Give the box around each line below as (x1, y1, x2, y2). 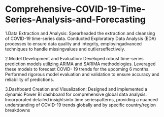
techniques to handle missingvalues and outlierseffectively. (5, 46, 126, 52)
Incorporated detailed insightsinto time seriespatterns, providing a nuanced (5, 96, 158, 102)
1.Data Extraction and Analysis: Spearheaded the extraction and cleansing (5, 30, 155, 36)
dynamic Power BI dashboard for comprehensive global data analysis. (5, 91, 147, 97)
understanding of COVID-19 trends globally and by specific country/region (5, 102, 156, 108)
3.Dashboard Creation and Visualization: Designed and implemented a (5, 86, 148, 92)
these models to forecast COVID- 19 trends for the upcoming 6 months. (5, 66, 150, 72)
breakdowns (5, 107, 31, 113)
